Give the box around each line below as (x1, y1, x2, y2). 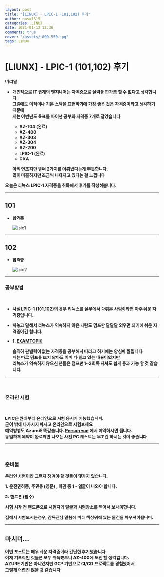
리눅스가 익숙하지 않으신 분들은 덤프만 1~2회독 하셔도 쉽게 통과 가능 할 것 (12, 360, 149, 366)
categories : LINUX (5, 20, 42, 26)
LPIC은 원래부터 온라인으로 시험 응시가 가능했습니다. (5, 415, 104, 421)
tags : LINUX (5, 39, 29, 44)
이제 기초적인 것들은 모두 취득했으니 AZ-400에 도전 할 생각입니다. (5, 555, 130, 561)
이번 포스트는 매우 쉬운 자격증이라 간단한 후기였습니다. (5, 549, 107, 555)
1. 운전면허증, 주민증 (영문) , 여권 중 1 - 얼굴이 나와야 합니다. (5, 483, 117, 489)
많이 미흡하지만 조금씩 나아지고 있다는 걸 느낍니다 (12, 172, 105, 178)
